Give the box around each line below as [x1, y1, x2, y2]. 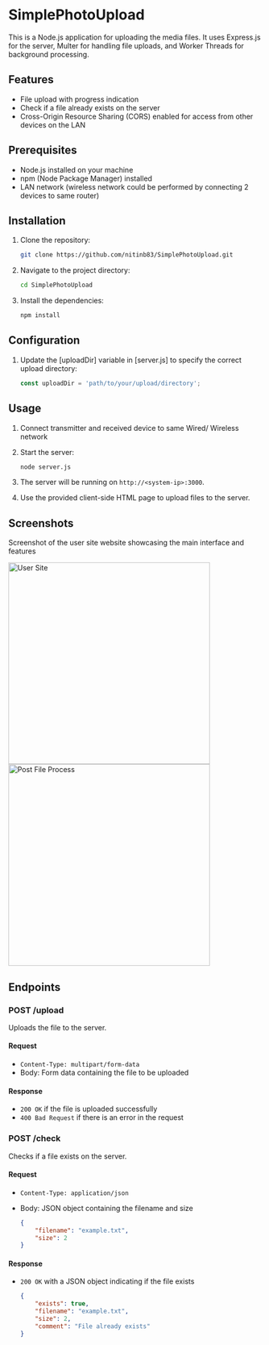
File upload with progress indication [19, 94, 139, 104]
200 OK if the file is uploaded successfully [19, 1104, 158, 1114]
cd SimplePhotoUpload [19, 281, 93, 290]
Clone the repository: [19, 236, 91, 245]
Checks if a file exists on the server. [8, 1151, 127, 1161]
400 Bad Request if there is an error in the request [19, 1113, 184, 1122]
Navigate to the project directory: [19, 265, 130, 275]
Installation [8, 214, 66, 228]
